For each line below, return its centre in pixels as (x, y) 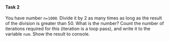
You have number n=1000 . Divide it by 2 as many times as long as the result (84, 18)
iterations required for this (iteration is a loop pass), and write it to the (78, 29)
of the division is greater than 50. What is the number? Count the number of (85, 23)
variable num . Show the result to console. (48, 34)
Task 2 (12, 7)
